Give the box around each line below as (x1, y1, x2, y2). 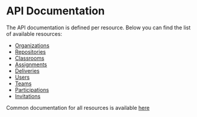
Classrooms (14, 54, 45, 61)
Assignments (14, 61, 48, 68)
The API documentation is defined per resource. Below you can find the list (6, 24, 191, 31)
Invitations (14, 93, 41, 100)
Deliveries (14, 67, 40, 74)
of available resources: (6, 30, 63, 37)
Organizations (14, 42, 50, 49)
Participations (14, 86, 50, 93)
